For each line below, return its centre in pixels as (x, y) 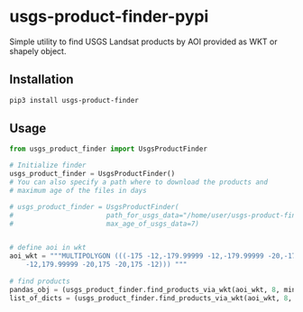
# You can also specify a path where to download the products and (139, 182)
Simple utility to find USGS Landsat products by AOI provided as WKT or (143, 41)
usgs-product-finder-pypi (109, 17)
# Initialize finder (48, 165)
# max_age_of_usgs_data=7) (105, 224)
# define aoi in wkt (48, 248)
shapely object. (38, 50)
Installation (41, 80)
